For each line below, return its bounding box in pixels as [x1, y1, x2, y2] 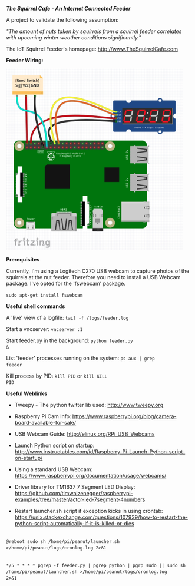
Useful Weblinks [6, 390, 48, 397]
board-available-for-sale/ [14, 419, 77, 426]
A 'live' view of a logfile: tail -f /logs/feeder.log [6, 314, 129, 321]
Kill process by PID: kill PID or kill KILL [6, 372, 108, 379]
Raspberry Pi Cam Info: [14, 412, 71, 420]
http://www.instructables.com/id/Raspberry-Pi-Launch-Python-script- [14, 448, 186, 455]
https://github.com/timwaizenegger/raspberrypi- [14, 489, 134, 496]
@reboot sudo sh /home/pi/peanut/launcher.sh [6, 538, 120, 544]
